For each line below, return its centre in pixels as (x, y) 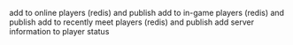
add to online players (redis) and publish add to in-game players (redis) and (147, 13)
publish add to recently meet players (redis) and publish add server (132, 22)
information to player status (59, 31)
